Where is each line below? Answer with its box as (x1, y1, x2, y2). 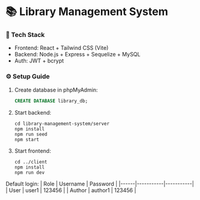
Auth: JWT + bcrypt (14, 57, 64, 64)
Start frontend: (14, 147, 51, 155)
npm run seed (14, 131, 48, 137)
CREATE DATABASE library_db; (14, 98, 88, 104)
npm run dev (14, 169, 45, 176)
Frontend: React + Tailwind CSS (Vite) (14, 44, 109, 52)
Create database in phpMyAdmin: (14, 86, 98, 93)
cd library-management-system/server (14, 121, 110, 127)
